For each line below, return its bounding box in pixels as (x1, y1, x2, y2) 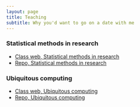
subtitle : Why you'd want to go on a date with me (6, 20, 135, 26)
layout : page (6, 8, 39, 15)
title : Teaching (6, 14, 46, 20)
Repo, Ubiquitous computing (14, 93, 85, 101)
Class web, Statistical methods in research (14, 53, 120, 60)
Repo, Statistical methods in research (14, 59, 107, 66)
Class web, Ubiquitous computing (14, 87, 98, 95)
